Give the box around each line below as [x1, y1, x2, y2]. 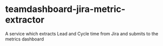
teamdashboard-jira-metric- [5, 3, 126, 15]
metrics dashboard [5, 36, 44, 42]
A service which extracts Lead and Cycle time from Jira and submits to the [5, 30, 159, 36]
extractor [5, 14, 45, 25]
